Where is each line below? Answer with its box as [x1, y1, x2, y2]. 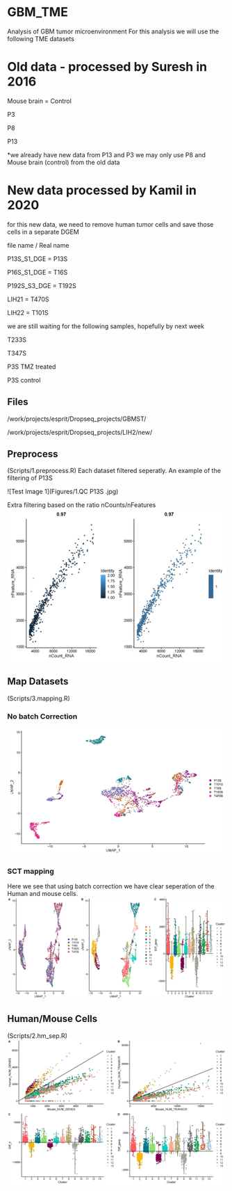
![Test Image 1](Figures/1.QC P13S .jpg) [7, 488, 119, 496]
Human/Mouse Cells [7, 1013, 98, 1025]
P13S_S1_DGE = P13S [7, 255, 68, 263]
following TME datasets [7, 34, 75, 42]
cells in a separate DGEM [7, 227, 80, 236]
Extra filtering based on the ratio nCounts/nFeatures [7, 501, 156, 509]
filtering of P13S [7, 474, 53, 482]
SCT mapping [7, 866, 54, 876]
